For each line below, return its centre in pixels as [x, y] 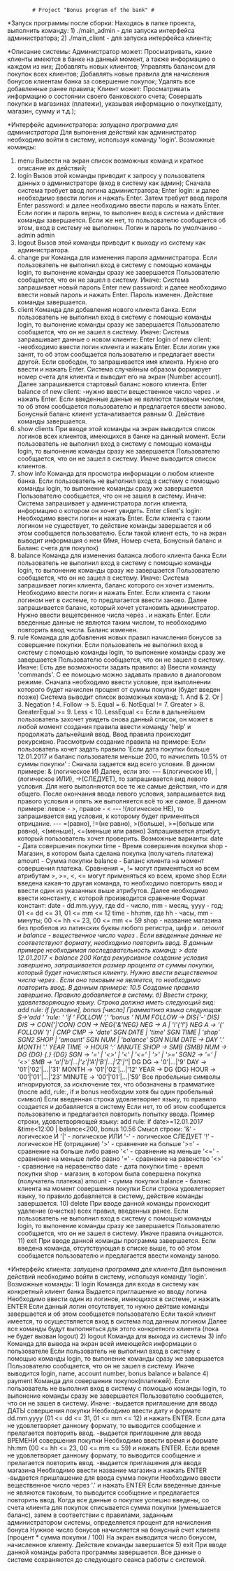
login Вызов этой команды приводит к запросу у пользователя [111, 176]
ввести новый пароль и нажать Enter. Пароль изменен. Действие [115, 295]
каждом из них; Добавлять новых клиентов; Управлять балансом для [111, 66]
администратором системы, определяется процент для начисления [109, 1522]
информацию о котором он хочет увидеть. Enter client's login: [109, 511]
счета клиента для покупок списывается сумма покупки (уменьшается [114, 1508]
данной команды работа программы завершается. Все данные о [104, 1552]
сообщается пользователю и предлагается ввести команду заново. [119, 1256]
